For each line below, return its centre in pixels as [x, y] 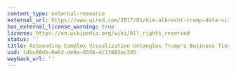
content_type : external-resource [56, 14]
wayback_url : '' [31, 59]
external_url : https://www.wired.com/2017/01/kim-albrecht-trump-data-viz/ [120, 20]
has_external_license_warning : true [61, 26]
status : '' [23, 40]
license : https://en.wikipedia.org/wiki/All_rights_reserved [99, 33]
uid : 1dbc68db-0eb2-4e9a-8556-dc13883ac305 [72, 53]
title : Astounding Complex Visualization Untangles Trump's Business [111, 46]
